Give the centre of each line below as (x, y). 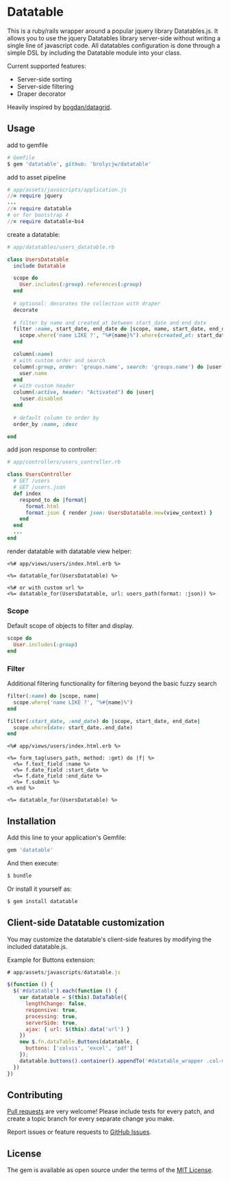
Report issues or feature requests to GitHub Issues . (79, 1132)
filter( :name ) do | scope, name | (53, 696)
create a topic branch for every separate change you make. (91, 1119)
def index (27, 494)
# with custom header (44, 386)
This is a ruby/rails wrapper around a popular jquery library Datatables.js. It (113, 31)
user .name (34, 373)
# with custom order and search (60, 360)
